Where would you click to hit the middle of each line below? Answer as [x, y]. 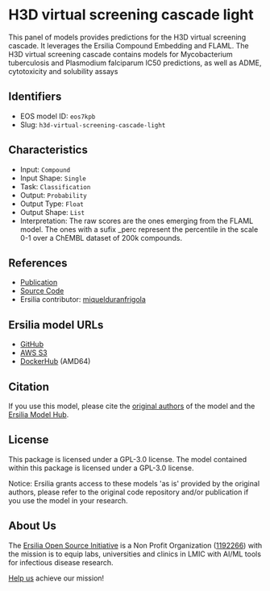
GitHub [32, 345]
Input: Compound [45, 169]
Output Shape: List [52, 212]
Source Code [42, 291]
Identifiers [35, 97]
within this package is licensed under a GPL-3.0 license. [101, 468]
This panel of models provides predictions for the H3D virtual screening [127, 37]
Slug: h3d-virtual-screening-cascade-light [93, 124]
